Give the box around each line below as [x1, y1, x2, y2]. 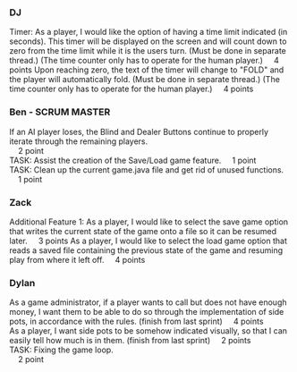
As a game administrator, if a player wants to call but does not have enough [9, 297, 288, 308]
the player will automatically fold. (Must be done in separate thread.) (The [9, 74, 280, 85]
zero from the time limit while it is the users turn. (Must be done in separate [9, 46, 286, 56]
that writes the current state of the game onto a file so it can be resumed [9, 225, 277, 236]
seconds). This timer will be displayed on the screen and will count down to [9, 36, 287, 46]
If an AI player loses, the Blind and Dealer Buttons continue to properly [9, 126, 269, 137]
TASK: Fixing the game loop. [9, 344, 114, 355]
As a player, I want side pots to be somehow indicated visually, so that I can [9, 325, 288, 336]
